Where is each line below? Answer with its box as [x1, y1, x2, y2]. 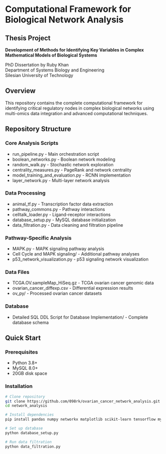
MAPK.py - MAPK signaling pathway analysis [12, 246, 105, 252]
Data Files [5, 269, 30, 276]
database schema [12, 319, 49, 325]
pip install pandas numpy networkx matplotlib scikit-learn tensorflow [5, 417, 156, 422]
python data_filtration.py [5, 444, 61, 449]
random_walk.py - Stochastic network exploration [12, 161, 114, 167]
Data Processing [5, 190, 46, 196]
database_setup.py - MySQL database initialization [12, 217, 116, 223]
